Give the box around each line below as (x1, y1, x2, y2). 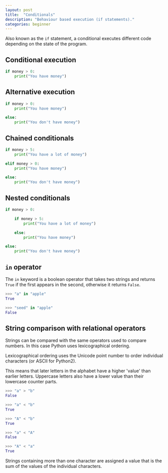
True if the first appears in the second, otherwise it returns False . (5, 281, 141, 287)
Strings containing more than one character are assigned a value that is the (5, 458, 162, 464)
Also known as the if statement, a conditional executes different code (5, 35, 152, 42)
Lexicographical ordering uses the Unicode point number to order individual (5, 353, 163, 359)
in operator (5, 263, 42, 271)
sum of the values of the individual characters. (5, 463, 102, 469)
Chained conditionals (5, 134, 74, 142)
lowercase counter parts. (5, 379, 58, 385)
